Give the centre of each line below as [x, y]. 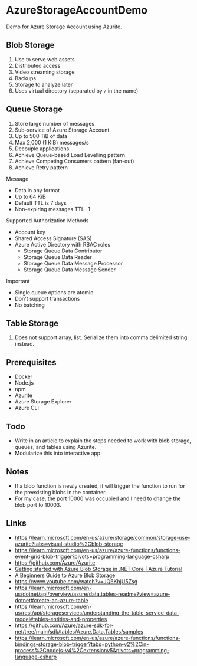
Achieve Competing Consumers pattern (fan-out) [74, 161]
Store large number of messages [55, 123]
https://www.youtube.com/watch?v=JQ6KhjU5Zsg [76, 581]
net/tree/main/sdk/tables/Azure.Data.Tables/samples [79, 631]
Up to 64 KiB [30, 196]
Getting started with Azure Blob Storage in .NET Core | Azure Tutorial [98, 569]
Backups [25, 78]
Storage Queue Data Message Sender [70, 270]
